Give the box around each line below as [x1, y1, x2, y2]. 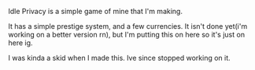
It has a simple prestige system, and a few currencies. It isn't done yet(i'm [8, 22, 248, 30]
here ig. [8, 38, 33, 47]
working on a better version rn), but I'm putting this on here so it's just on [8, 30, 246, 39]
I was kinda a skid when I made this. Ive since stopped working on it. [8, 54, 231, 62]
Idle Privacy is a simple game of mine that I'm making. [8, 7, 183, 16]
